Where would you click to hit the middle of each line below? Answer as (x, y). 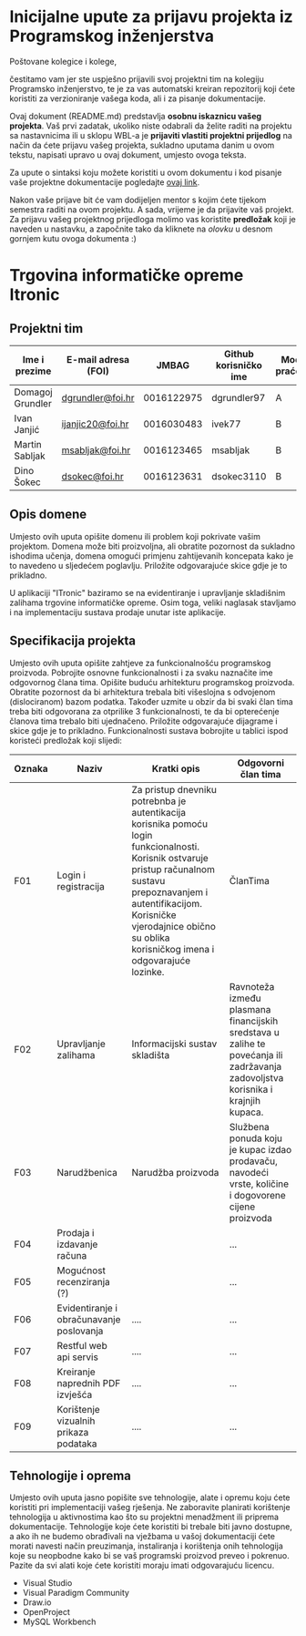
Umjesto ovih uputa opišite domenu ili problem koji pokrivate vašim (135, 536)
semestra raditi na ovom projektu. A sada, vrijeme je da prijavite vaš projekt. (152, 209)
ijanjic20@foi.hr (95, 424)
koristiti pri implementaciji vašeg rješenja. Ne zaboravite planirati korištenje (150, 1507)
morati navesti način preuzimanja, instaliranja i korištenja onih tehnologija (147, 1546)
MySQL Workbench (59, 1622)
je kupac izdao (260, 1149)
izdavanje (77, 1244)
